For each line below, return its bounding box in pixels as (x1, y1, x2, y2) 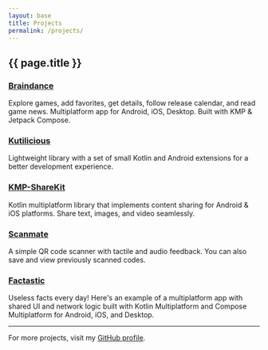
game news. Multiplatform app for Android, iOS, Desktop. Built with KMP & (8, 107, 253, 117)
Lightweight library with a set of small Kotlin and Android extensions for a (8, 153, 249, 163)
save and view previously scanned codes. (8, 255, 146, 264)
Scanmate (8, 229, 49, 240)
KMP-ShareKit (8, 181, 65, 193)
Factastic (8, 275, 45, 286)
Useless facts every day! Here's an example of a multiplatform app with (8, 293, 243, 303)
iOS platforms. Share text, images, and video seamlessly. (8, 209, 195, 218)
